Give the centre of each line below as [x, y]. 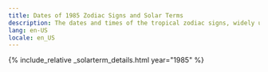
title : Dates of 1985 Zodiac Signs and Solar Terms [96, 15]
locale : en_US [32, 38]
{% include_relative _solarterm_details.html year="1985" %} [106, 60]
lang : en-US [28, 30]
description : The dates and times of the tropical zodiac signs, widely [132, 23]
